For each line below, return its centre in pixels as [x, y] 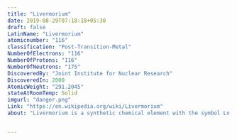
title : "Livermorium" [39, 14]
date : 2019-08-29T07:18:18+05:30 [57, 21]
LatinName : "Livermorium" [45, 34]
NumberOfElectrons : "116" [45, 54]
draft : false [27, 27]
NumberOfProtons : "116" [43, 60]
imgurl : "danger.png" [39, 100]
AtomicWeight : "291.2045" [45, 87]
